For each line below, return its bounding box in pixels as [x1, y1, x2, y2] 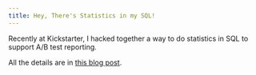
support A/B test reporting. [8, 41, 98, 52]
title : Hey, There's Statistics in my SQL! [8, 11, 156, 20]
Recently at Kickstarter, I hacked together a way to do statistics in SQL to [8, 34, 249, 43]
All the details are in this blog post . [8, 57, 122, 67]
